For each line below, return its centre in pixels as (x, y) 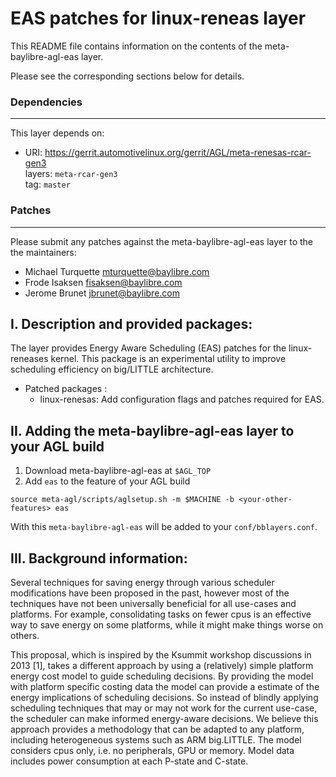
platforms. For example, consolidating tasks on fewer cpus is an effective (161, 614)
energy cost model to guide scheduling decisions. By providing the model (162, 676)
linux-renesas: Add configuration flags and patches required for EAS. (182, 399)
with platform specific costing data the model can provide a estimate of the (165, 686)
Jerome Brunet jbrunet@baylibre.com (102, 293)
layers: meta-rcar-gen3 (71, 174)
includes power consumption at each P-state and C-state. (129, 761)
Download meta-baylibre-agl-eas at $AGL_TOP (118, 471)
